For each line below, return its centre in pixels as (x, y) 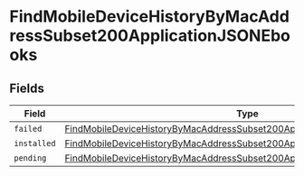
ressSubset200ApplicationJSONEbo (150, 36)
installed (35, 143)
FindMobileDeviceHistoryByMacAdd (149, 17)
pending (30, 158)
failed (28, 129)
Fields (27, 88)
